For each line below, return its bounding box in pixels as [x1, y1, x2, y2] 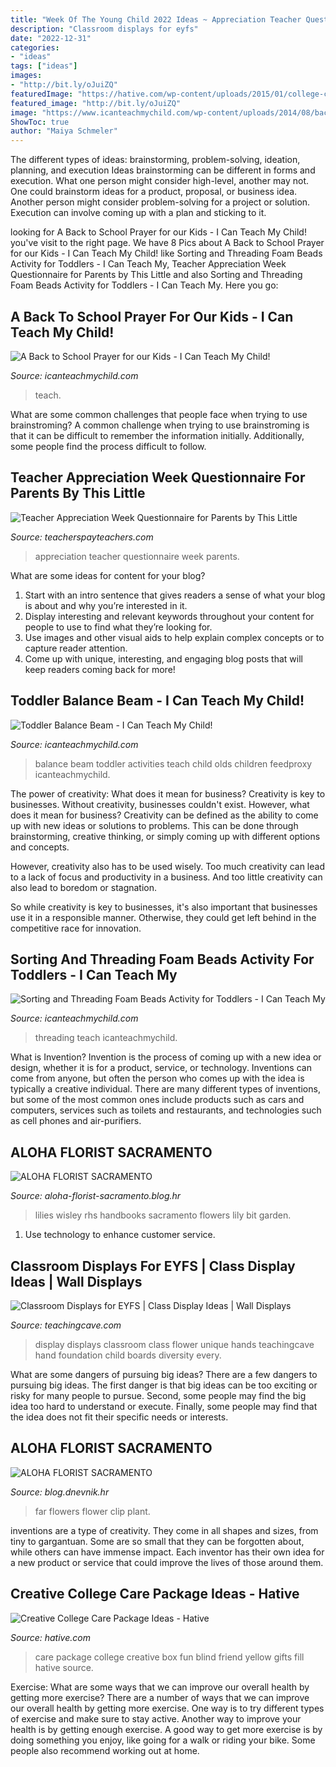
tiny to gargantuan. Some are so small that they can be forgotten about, [10, 1535, 305, 1547]
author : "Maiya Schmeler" [10, 126, 118, 136]
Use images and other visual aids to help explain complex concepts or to [24, 631, 325, 643]
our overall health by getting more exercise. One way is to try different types [10, 1702, 325, 1714]
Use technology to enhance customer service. [24, 1229, 216, 1241]
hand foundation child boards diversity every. [34, 1349, 222, 1361]
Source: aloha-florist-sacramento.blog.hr [10, 1190, 182, 1202]
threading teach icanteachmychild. [34, 1032, 178, 1044]
